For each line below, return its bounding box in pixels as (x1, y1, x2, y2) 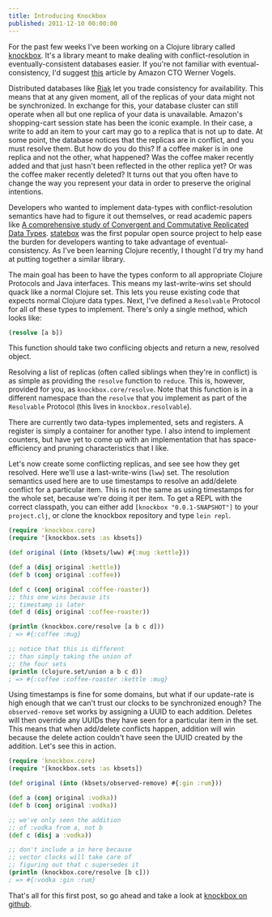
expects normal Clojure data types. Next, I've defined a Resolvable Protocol (8, 295, 261, 305)
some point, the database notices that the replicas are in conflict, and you (8, 135, 254, 144)
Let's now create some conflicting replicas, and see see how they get (8, 459, 240, 469)
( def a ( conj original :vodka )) (8, 794, 117, 802)
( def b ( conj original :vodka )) (8, 801, 117, 809)
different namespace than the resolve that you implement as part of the (8, 393, 247, 403)
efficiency (8, 444, 42, 453)
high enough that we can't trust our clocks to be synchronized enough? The (8, 698, 261, 708)
